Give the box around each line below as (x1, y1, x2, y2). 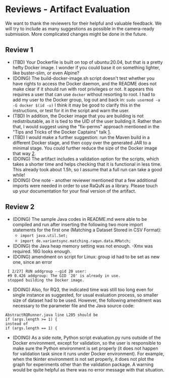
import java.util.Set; (20, 233, 68, 238)
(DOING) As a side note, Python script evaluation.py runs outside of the (12, 335, 161, 341)
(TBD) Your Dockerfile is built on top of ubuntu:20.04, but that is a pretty (12, 59, 163, 65)
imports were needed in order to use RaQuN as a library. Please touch (12, 182, 158, 188)
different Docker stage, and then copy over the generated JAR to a (12, 139, 151, 146)
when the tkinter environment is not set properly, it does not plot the (12, 356, 154, 362)
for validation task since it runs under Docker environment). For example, (12, 350, 164, 357)
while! (12, 172, 25, 178)
